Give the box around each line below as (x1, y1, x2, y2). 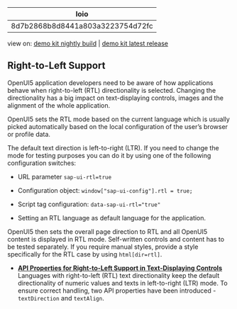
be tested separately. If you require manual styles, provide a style (7, 242, 199, 251)
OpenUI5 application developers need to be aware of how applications (7, 78, 214, 87)
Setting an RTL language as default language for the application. (17, 213, 206, 222)
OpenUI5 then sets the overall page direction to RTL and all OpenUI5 (7, 227, 208, 236)
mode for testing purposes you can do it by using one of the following (7, 151, 211, 159)
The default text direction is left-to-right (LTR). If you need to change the (7, 143, 219, 152)
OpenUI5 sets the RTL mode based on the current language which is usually (7, 115, 231, 123)
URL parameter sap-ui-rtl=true (17, 172, 112, 181)
